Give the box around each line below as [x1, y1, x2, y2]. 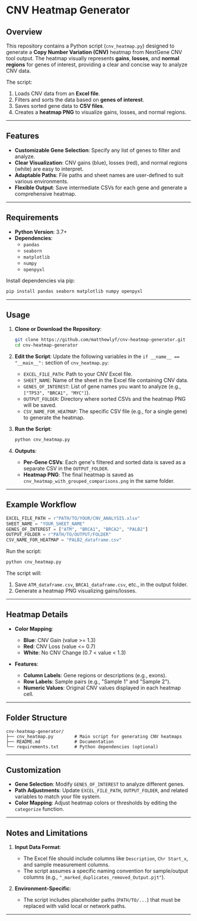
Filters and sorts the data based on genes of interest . [14, 96, 145, 103]
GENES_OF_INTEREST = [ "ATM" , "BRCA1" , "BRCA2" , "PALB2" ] [6, 526, 148, 532]
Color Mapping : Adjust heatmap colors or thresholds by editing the [14, 799, 177, 806]
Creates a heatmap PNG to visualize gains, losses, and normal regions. [14, 109, 186, 115]
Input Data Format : [14, 844, 62, 851]
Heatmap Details [6, 610, 69, 620]
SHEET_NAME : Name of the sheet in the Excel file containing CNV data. [23, 377, 189, 384]
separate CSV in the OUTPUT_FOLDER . [23, 465, 109, 472]
